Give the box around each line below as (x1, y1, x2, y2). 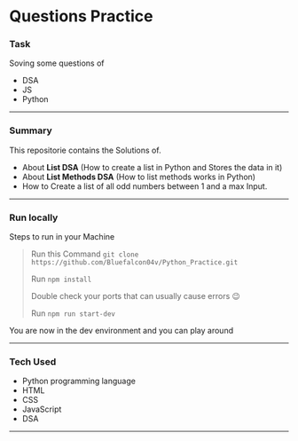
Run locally (9, 211, 59, 224)
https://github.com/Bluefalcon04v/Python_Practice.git (30, 258, 239, 267)
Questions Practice (9, 6, 153, 27)
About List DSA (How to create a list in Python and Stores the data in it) (21, 161, 283, 172)
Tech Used (9, 356, 57, 367)
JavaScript (21, 404, 62, 414)
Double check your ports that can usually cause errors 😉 (30, 291, 241, 302)
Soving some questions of (9, 58, 105, 68)
